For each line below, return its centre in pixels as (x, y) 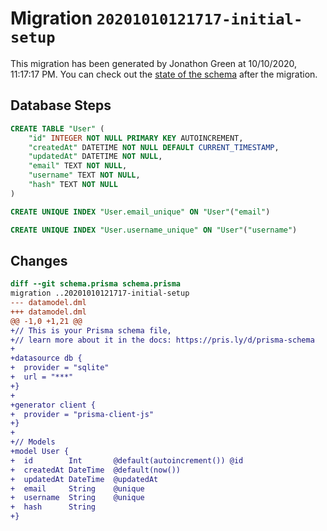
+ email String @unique (77, 488)
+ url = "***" (42, 377)
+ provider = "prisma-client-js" (82, 414)
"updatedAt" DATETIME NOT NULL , (95, 157)
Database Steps (61, 105)
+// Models (33, 442)
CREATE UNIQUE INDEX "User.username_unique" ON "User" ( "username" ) (154, 230)
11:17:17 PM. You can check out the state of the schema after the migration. (164, 74)
